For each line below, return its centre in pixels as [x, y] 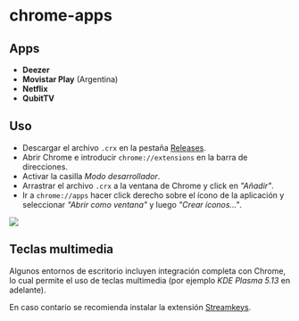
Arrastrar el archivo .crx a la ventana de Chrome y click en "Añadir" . [148, 185]
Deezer [36, 70]
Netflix [35, 89]
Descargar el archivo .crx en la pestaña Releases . [114, 147]
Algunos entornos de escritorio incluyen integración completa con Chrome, [148, 271]
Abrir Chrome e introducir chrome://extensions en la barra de [135, 157]
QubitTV [38, 98]
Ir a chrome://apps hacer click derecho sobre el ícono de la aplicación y [153, 195]
